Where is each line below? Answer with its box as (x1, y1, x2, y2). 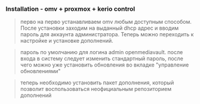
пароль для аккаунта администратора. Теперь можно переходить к (20, 31, 194, 38)
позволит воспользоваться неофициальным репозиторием (20, 86, 171, 93)
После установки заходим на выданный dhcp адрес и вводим (20, 24, 179, 31)
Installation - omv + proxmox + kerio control (5, 5, 136, 13)
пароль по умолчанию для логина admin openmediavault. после (20, 49, 183, 56)
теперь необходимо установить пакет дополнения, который (20, 79, 174, 86)
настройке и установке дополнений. (20, 37, 114, 45)
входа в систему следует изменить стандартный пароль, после (20, 55, 183, 62)
